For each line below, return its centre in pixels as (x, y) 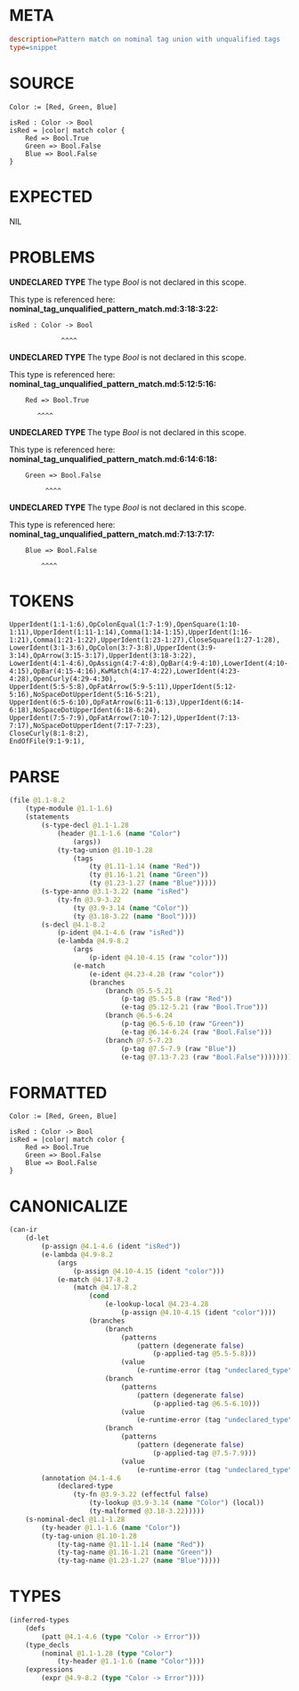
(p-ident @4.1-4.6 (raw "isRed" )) (121, 933)
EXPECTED (51, 196)
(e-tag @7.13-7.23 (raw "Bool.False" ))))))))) (208, 1057)
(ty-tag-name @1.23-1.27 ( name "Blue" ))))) (138, 1561)
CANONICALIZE (69, 1206)
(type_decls (47, 1645)
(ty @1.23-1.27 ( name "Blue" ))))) (153, 883)
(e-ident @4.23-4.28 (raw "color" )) (157, 974)
